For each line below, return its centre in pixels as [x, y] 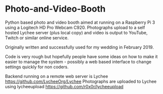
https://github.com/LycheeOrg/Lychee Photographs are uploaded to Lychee [81, 81]
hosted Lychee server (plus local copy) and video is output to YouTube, [76, 32]
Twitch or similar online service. [37, 38]
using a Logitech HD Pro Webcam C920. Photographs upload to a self [75, 27]
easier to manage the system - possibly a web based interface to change [78, 62]
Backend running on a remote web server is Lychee [57, 76]
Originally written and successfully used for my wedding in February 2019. [80, 47]
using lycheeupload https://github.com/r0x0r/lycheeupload [64, 86]
